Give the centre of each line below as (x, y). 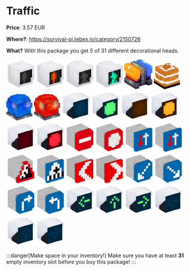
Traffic (23, 11)
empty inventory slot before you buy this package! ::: (71, 261)
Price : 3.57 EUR (26, 27)
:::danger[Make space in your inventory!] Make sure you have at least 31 (95, 255)
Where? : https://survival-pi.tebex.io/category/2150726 (73, 39)
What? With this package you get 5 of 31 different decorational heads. (93, 50)
